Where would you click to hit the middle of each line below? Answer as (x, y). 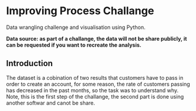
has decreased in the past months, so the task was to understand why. (92, 90)
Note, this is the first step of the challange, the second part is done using (95, 96)
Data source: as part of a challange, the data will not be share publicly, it (97, 38)
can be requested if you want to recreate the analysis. (74, 45)
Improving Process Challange (80, 11)
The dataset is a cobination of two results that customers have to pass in (95, 77)
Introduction (30, 63)
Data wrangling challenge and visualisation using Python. (76, 27)
